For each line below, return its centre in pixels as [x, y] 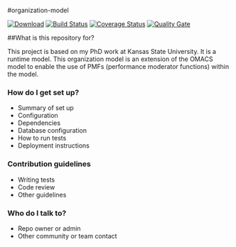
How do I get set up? [43, 92]
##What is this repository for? [51, 38]
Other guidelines [42, 194]
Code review [36, 187]
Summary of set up [46, 108]
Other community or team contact [67, 236]
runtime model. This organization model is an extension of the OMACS [110, 59]
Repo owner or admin [49, 228]
